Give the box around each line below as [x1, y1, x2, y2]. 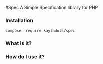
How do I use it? [5, 53, 45, 60]
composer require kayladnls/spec [5, 28, 75, 33]
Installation [5, 17, 34, 24]
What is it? [5, 40, 32, 47]
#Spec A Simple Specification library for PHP [5, 5, 98, 10]
